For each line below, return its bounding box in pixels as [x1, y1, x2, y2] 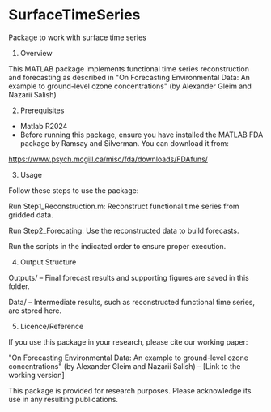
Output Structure [19, 257, 77, 267]
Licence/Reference [19, 321, 84, 331]
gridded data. [8, 209, 54, 220]
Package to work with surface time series [8, 32, 147, 42]
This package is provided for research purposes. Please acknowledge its [8, 385, 252, 395]
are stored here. [8, 306, 62, 315]
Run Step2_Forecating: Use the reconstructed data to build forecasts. [8, 225, 239, 235]
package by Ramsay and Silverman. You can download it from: [19, 138, 229, 148]
